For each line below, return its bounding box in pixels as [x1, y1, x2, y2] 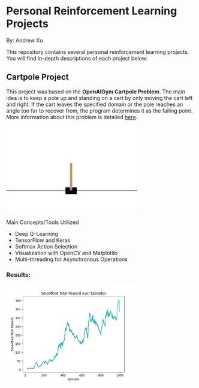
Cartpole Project [6, 72, 69, 82]
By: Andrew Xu [6, 37, 43, 44]
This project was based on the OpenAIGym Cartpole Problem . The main [6, 88, 186, 95]
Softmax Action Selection [14, 243, 78, 250]
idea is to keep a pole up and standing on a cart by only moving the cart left [6, 94, 193, 101]
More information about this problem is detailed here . [6, 113, 138, 120]
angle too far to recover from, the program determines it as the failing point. [6, 107, 193, 114]
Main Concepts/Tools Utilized [6, 219, 79, 226]
